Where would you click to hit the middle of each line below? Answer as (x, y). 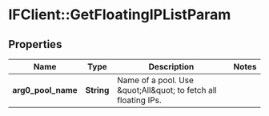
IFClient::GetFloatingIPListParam (120, 15)
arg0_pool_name (45, 90)
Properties (35, 44)
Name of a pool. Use (156, 80)
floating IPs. (139, 100)
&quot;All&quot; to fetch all (167, 90)
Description (171, 67)
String (97, 90)
